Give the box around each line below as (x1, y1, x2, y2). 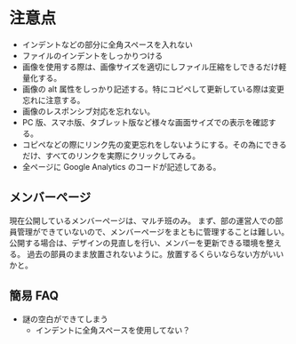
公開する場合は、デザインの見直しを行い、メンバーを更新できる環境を (9, 237, 267, 248)
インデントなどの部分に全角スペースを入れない (21, 39, 194, 50)
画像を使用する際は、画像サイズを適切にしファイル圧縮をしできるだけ (21, 61, 279, 72)
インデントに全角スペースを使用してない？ (35, 324, 191, 335)
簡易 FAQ (9, 288, 60, 303)
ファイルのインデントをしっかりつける (21, 50, 163, 60)
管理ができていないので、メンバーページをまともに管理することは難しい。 (16, 226, 290, 236)
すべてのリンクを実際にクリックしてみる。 (45, 150, 201, 161)
